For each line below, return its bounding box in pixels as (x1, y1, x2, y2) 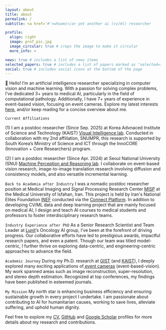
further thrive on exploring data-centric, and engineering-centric (24, 243, 156, 249)
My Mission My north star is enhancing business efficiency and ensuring (5, 288, 152, 295)
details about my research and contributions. (5, 319, 96, 325)
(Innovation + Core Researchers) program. (5, 146, 91, 152)
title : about (5, 12, 32, 17)
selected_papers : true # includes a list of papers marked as (5, 62, 136, 67)
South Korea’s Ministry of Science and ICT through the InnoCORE (5, 141, 138, 147)
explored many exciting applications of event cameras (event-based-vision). (5, 263, 161, 269)
